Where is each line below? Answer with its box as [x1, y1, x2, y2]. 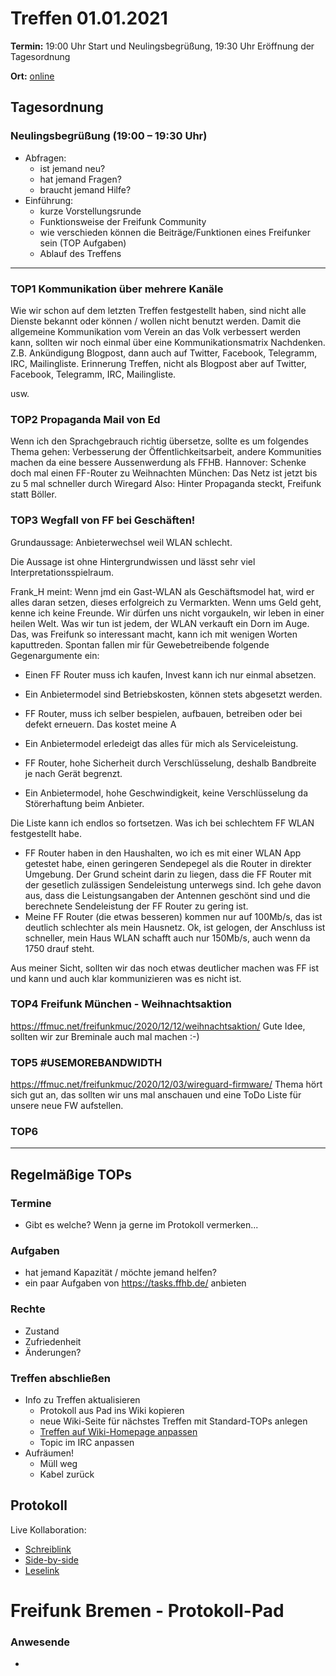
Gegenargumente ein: [10, 649, 100, 661]
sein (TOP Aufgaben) [39, 237, 127, 249]
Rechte [10, 1302, 46, 1316]
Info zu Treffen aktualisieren [24, 1393, 141, 1406]
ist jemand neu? [39, 162, 106, 174]
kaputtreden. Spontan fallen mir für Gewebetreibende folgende [10, 638, 270, 651]
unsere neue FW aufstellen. [10, 1100, 124, 1112]
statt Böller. [10, 488, 57, 501]
